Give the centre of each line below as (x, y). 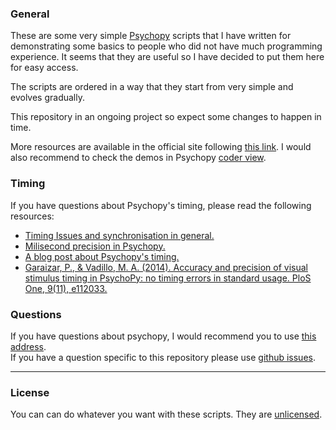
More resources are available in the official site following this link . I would (161, 147)
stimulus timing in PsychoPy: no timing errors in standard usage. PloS (168, 278)
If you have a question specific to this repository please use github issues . (163, 357)
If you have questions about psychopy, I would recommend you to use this (163, 336)
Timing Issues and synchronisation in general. (119, 235)
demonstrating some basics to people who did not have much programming (166, 46)
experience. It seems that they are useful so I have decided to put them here (167, 57)
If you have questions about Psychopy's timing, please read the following (161, 205)
